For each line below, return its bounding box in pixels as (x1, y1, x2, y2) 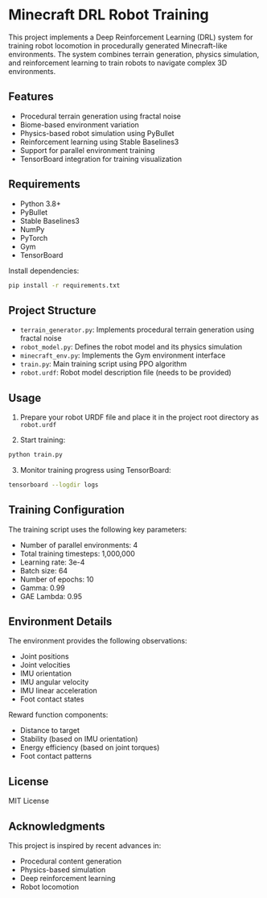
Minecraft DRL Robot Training (8, 6, 209, 24)
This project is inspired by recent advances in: (8, 841, 162, 850)
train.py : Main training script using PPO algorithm (19, 359, 187, 369)
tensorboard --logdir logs (8, 481, 99, 489)
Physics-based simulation (19, 865, 106, 875)
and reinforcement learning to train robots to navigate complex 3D (8, 58, 228, 68)
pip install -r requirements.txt (8, 281, 121, 289)
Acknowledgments (8, 819, 106, 833)
